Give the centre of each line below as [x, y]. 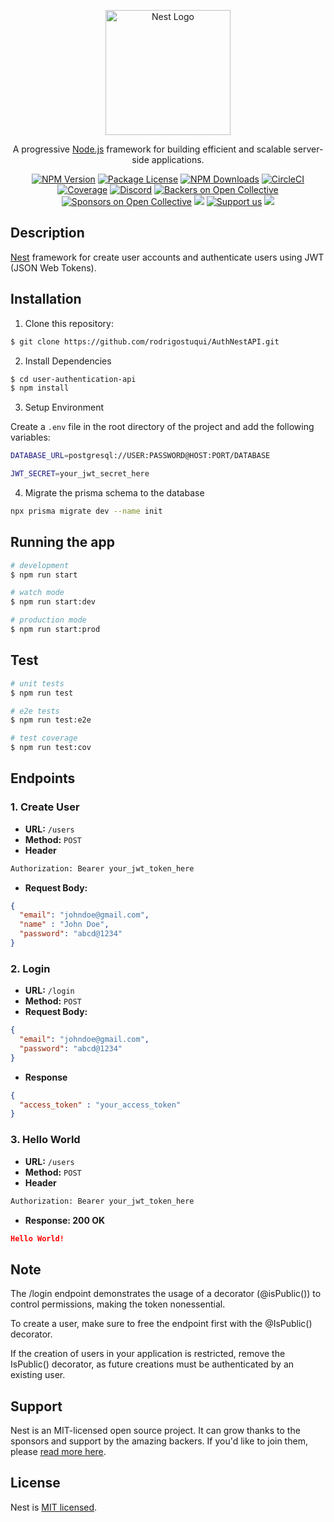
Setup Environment [64, 407]
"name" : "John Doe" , [64, 925]
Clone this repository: [69, 323]
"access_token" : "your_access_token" [100, 1105]
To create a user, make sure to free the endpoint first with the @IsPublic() [161, 1324]
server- [308, 149]
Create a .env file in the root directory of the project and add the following [162, 427]
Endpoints [43, 778]
